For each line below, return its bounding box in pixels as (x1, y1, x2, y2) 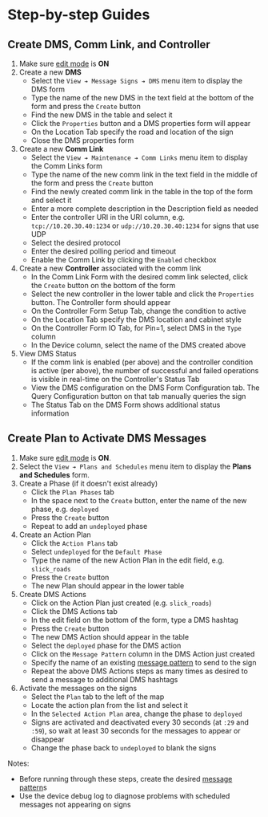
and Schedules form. (18, 469, 90, 479)
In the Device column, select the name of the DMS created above (30, 340, 246, 350)
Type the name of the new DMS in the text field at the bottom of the (30, 93, 254, 102)
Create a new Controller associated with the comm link (18, 263, 202, 273)
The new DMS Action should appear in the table (30, 632, 190, 641)
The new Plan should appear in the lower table (30, 580, 185, 591)
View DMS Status (18, 349, 77, 358)
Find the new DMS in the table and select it (30, 110, 173, 120)
